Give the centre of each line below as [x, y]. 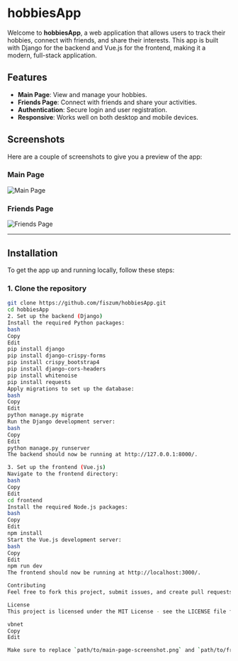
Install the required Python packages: [66, 323]
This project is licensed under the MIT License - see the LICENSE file [117, 611]
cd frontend [25, 500]
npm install [25, 533]
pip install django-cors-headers [57, 369]
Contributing [27, 586]
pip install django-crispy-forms [57, 356]
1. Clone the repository [47, 288]
